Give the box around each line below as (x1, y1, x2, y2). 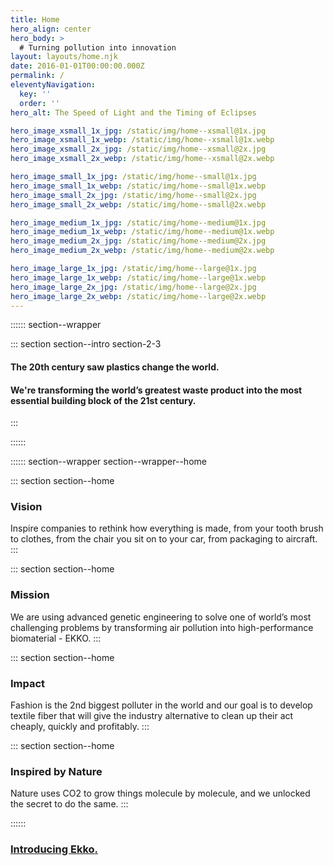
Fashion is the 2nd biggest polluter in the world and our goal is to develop (10, 699, 313, 711)
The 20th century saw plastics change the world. (10, 361, 220, 373)
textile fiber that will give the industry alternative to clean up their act (10, 710, 294, 722)
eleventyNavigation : (10, 80, 97, 90)
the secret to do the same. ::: (10, 798, 129, 810)
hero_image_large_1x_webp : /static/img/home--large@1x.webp (10, 272, 267, 283)
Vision (10, 500, 43, 514)
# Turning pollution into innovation (19, 42, 177, 53)
